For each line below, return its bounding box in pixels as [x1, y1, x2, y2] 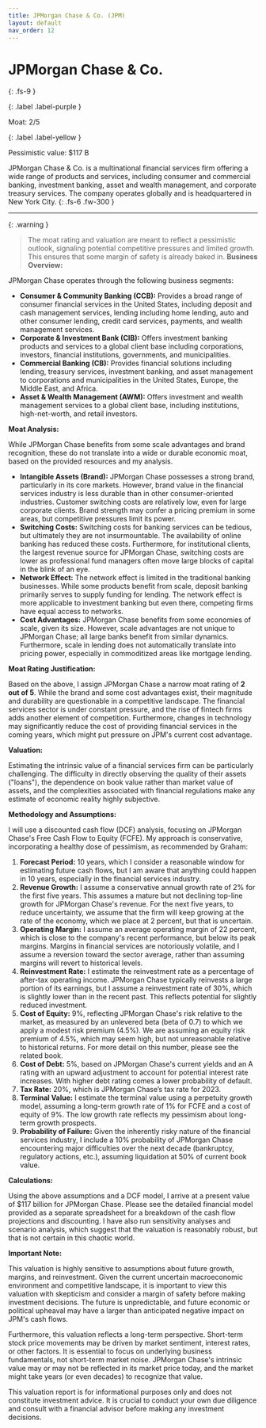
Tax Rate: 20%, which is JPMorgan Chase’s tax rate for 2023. [19, 1085, 222, 1094]
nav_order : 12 [8, 26, 55, 34]
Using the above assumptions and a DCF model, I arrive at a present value [8, 1191, 250, 1201]
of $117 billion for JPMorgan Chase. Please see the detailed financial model [8, 1200, 253, 1209]
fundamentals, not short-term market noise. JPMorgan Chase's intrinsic [8, 1355, 243, 1365]
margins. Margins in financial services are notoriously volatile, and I [19, 941, 240, 951]
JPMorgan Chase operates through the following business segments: [8, 276, 234, 285]
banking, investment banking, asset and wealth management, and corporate [8, 180, 257, 190]
